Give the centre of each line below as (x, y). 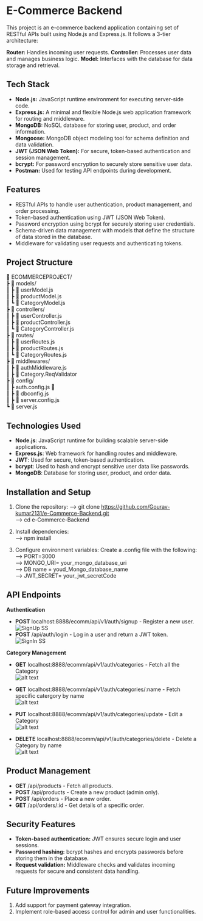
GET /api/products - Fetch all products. (64, 786)
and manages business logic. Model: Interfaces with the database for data (100, 59)
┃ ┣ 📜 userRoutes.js (31, 342)
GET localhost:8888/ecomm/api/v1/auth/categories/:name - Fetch (98, 689)
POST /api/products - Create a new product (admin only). (87, 792)
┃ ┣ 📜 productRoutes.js (35, 348)
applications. (31, 447)
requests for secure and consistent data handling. (77, 871)
